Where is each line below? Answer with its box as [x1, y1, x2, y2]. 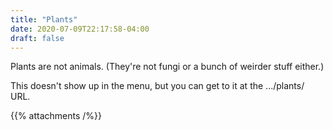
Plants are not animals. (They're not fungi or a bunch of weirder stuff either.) [10, 61, 325, 73]
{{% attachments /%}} [10, 110, 103, 122]
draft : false [10, 33, 65, 43]
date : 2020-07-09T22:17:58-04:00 [10, 24, 150, 34]
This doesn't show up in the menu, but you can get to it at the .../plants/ [10, 80, 305, 92]
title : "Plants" [10, 14, 78, 25]
